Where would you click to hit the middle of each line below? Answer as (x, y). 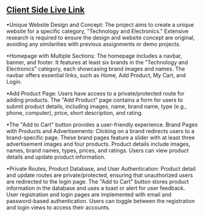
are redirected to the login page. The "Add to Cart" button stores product (98, 181)
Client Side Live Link (46, 10)
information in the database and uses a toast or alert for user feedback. (96, 188)
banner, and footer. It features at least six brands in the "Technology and (97, 62)
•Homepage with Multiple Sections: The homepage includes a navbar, (94, 56)
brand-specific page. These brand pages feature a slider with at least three (100, 137)
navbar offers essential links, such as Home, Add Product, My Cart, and (96, 75)
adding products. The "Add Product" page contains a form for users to (95, 100)
